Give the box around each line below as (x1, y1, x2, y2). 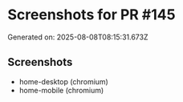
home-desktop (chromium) (18, 76, 109, 86)
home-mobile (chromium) (18, 85, 104, 95)
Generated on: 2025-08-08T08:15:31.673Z (7, 32, 148, 42)
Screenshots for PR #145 (7, 6, 176, 24)
